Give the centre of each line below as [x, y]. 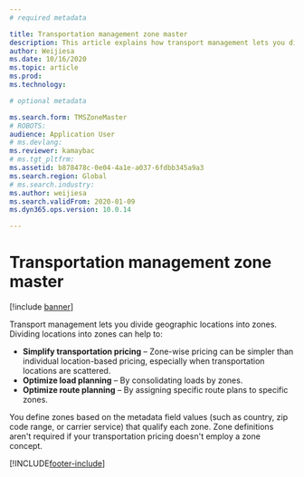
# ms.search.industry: [52, 185]
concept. [26, 446]
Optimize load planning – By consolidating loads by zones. [133, 380]
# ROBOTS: [28, 126]
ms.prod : [26, 76]
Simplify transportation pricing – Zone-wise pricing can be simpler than [158, 352]
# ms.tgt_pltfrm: [42, 159]
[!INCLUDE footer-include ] [57, 463]
